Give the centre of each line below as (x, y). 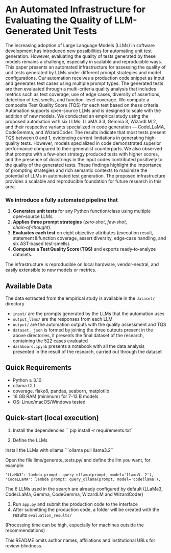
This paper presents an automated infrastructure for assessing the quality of (86, 67)
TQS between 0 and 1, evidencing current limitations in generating (75, 138)
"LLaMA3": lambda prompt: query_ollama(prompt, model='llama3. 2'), (80, 475)
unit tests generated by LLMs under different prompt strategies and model (83, 72)
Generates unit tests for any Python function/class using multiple (82, 211)
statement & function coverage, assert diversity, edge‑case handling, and (89, 238)
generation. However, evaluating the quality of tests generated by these (81, 56)
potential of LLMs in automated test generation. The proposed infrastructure (86, 175)
